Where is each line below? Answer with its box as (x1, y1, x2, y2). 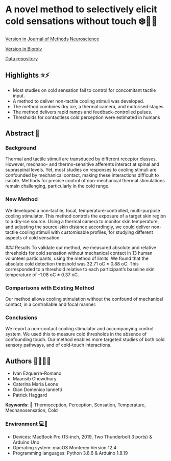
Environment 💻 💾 (5, 420, 48, 427)
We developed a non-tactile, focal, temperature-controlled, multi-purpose (5, 207, 160, 213)
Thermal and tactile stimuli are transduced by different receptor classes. (5, 156, 157, 162)
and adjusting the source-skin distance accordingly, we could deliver (5, 224, 151, 230)
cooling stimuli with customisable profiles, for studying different (19, 229, 153, 235)
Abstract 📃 (5, 129, 40, 138)
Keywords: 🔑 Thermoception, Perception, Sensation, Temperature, (5, 402, 146, 408)
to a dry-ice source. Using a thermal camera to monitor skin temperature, (5, 218, 159, 224)
